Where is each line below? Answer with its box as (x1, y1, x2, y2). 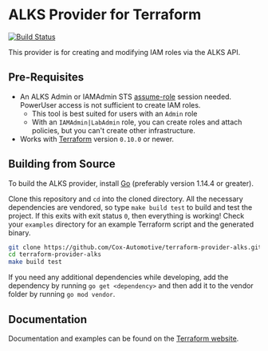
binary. (8, 227, 31, 237)
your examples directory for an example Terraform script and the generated (8, 219, 254, 229)
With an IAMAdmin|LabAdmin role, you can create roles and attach (31, 117, 242, 127)
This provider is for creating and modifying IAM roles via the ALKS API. (8, 47, 241, 57)
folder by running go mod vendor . (8, 290, 116, 299)
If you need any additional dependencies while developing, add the (8, 273, 229, 282)
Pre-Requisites (8, 70, 85, 85)
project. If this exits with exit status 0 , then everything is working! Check (8, 211, 245, 220)
